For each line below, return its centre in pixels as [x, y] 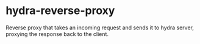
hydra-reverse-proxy [60, 11]
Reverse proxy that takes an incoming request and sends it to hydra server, [100, 28]
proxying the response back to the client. [57, 34]
